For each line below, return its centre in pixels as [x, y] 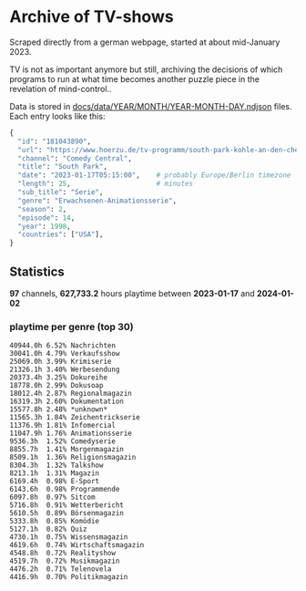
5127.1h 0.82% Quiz [49, 529]
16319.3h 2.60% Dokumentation [67, 402]
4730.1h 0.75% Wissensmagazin [69, 537]
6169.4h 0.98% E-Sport [55, 482]
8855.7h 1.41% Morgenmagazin [67, 450]
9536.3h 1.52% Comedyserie [63, 441]
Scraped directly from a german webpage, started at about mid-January [145, 42]
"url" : [30, 150]
